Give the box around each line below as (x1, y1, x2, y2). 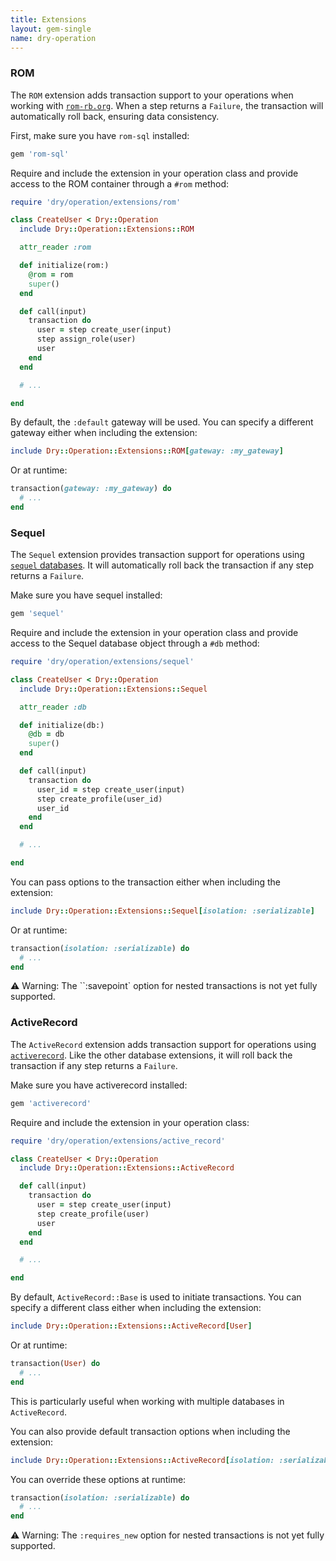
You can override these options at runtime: (10, 1473, 187, 1485)
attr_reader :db (19, 702, 87, 712)
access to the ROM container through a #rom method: (10, 177, 230, 190)
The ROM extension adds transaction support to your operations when (10, 89, 294, 101)
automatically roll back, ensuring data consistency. (10, 110, 220, 122)
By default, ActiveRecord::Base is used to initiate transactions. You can (10, 1291, 302, 1303)
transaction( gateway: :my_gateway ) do (10, 484, 172, 494)
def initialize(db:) (19, 720, 105, 730)
